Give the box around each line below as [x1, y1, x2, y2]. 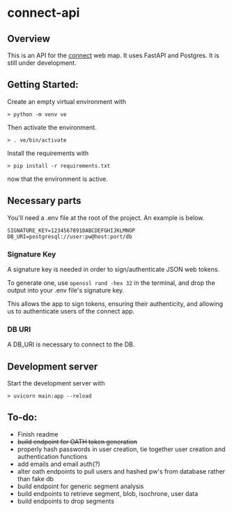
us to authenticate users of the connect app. [7, 307, 134, 315]
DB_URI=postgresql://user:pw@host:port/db [7, 233, 132, 240]
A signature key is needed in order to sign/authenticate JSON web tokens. [7, 265, 220, 273]
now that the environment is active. [7, 175, 108, 183]
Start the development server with [7, 379, 105, 388]
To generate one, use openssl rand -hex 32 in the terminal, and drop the [7, 278, 215, 287]
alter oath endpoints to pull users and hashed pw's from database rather [17, 467, 226, 476]
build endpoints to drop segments [17, 497, 115, 505]
